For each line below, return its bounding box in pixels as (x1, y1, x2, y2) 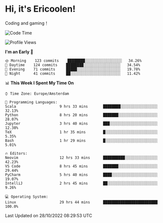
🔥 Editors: (5, 151, 28, 156)
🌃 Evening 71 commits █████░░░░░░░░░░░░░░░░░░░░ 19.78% (5, 67, 140, 72)
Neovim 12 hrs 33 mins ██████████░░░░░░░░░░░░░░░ (5, 155, 158, 160)
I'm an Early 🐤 (5, 49, 34, 55)
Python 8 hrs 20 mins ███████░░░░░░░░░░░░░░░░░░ (5, 112, 158, 118)
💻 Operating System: (5, 194, 49, 199)
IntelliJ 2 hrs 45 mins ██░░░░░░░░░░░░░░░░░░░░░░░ (5, 181, 158, 186)
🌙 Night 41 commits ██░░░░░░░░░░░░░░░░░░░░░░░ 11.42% (5, 71, 140, 76)
